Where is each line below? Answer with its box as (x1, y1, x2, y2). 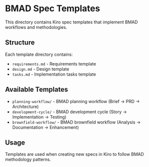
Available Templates (5, 85, 68, 94)
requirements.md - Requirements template (12, 61, 96, 66)
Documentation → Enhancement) (12, 124, 79, 130)
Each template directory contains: (5, 51, 73, 57)
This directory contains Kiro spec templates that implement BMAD (5, 19, 138, 25)
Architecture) (12, 104, 39, 109)
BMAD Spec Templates (5, 3, 100, 14)
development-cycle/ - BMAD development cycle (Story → (12, 108, 127, 115)
